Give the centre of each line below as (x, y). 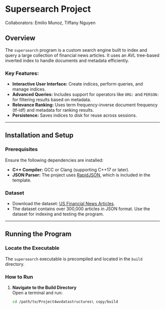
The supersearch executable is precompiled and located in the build (74, 259)
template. (22, 180)
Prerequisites (21, 150)
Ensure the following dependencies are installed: (54, 160)
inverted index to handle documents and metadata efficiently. (67, 61)
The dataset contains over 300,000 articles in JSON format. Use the (81, 209)
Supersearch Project (48, 9)
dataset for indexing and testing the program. (58, 214)
